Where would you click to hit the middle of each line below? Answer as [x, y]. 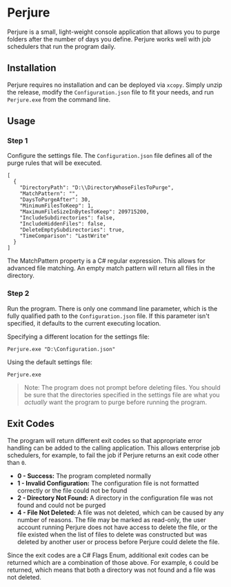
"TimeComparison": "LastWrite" [64, 236]
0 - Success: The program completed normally [84, 476]
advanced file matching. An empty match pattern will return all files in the [111, 268]
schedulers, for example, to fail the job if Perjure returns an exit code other [113, 455]
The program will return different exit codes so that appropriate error [104, 440]
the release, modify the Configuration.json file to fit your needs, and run [111, 92]
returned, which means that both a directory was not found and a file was [111, 570]
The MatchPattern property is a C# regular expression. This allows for [106, 261]
